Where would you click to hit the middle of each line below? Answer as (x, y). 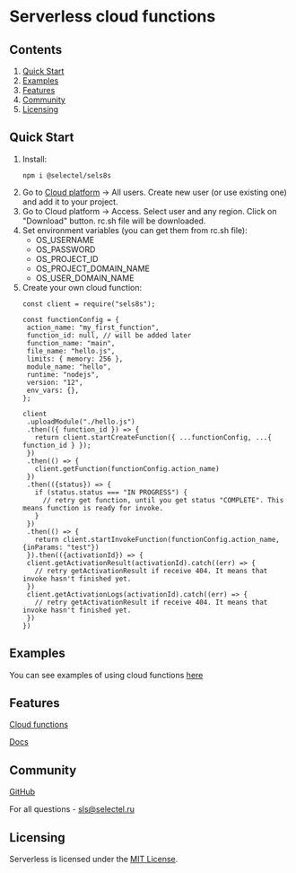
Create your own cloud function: (82, 287)
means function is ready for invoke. (93, 508)
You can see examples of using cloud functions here (106, 675)
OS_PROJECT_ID (67, 258)
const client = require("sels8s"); (89, 304)
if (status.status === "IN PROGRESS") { (111, 492)
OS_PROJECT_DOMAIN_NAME (93, 268)
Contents (36, 50)
